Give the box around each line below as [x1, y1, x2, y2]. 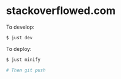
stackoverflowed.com [6, 4, 116, 18]
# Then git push [6, 67, 46, 73]
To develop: [6, 23, 35, 30]
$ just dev [6, 35, 33, 40]
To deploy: [6, 45, 32, 52]
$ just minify [6, 57, 41, 63]
